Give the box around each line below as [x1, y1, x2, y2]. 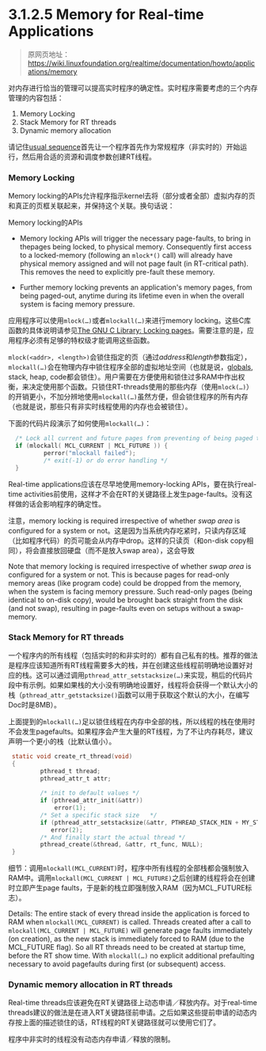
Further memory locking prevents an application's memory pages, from [19, 283, 253, 292]
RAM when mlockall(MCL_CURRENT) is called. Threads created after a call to [8, 917, 252, 927]
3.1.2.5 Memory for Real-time [8, 6, 204, 24]
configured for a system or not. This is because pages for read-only [8, 570, 230, 579]
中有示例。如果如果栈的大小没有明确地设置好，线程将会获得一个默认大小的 [14, 680, 258, 689]
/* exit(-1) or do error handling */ [43, 457, 169, 465]
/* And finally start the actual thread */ [40, 833, 186, 841]
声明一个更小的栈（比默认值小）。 [8, 736, 116, 746]
